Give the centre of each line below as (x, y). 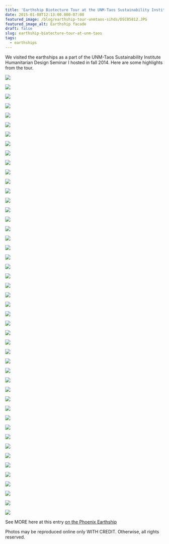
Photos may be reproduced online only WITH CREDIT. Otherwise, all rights (82, 531)
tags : (11, 38)
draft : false (19, 29)
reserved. (15, 537)
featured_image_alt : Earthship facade (46, 24)
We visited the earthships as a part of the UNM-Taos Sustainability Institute (83, 57)
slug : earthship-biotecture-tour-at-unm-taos (54, 33)
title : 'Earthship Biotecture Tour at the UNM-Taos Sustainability (77, 10)
